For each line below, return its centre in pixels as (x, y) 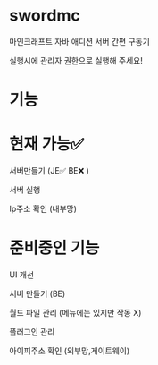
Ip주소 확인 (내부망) (43, 209)
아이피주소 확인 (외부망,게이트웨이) (70, 351)
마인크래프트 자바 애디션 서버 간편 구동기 (79, 41)
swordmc (45, 16)
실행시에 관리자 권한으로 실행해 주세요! (76, 60)
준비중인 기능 (54, 248)
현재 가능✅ (47, 144)
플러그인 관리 (32, 331)
